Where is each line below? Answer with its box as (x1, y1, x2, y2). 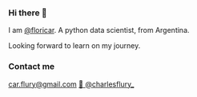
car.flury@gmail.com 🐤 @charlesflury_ (8, 79, 135, 89)
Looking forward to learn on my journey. (8, 41, 141, 51)
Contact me (8, 61, 55, 72)
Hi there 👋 (8, 7, 48, 18)
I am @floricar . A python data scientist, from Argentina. (8, 26, 190, 35)
